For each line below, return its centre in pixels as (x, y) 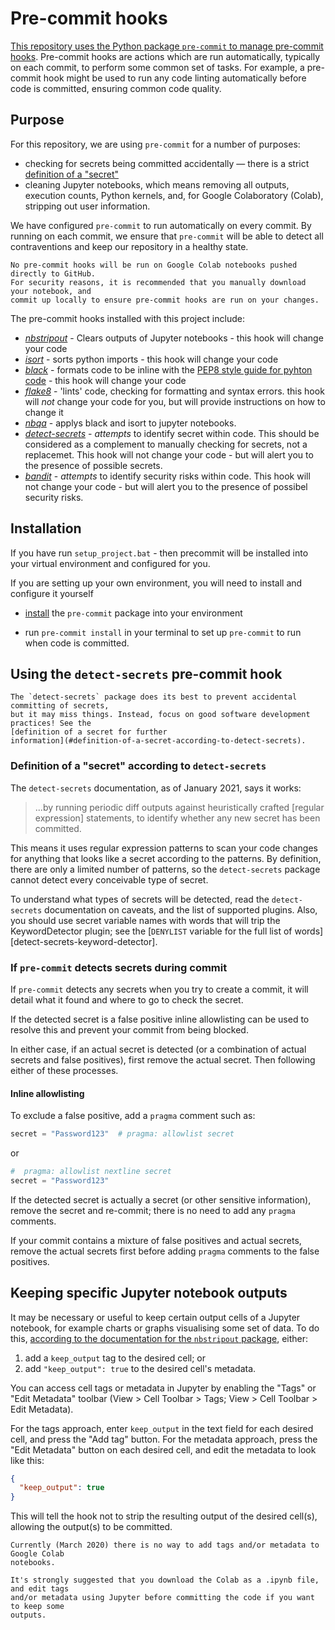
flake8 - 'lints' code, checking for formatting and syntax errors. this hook (174, 391)
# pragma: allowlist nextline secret (91, 1172)
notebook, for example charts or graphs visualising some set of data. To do (165, 1328)
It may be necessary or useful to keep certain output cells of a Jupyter (155, 1317)
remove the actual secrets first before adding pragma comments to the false (165, 1251)
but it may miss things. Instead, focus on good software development (160, 715)
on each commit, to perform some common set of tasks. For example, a (157, 67)
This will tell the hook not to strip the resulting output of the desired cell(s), (164, 1516)
